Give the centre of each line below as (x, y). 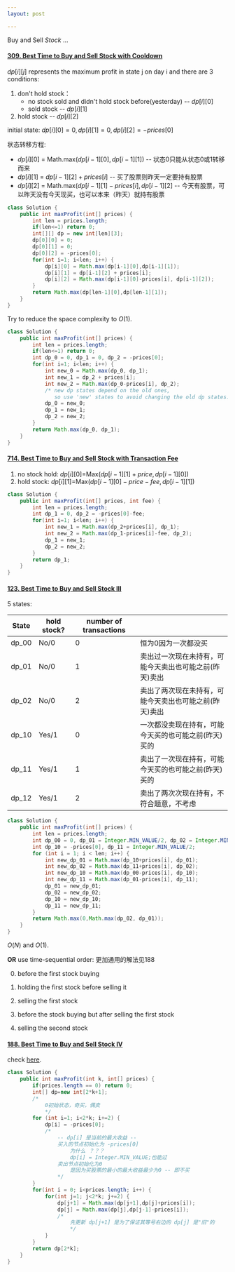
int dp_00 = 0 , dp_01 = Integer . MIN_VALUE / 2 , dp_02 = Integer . (127, 840)
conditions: (23, 79)
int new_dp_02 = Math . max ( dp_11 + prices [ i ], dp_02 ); (121, 866)
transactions (104, 630)
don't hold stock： (44, 93)
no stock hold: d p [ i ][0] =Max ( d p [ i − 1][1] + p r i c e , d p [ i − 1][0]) (103, 474)
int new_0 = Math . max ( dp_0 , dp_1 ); (97, 371)
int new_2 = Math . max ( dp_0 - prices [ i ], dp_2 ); (112, 384)
